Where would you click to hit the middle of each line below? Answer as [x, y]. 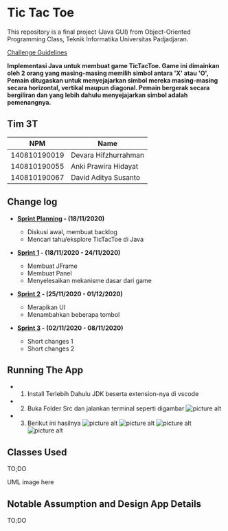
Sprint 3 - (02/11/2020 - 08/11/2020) [70, 328]
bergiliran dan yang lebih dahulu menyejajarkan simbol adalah [98, 95]
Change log [32, 202]
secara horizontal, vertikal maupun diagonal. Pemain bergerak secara [109, 87]
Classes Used [37, 452]
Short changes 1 [50, 341]
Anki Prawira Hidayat [105, 166]
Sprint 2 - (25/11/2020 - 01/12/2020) [70, 293]
